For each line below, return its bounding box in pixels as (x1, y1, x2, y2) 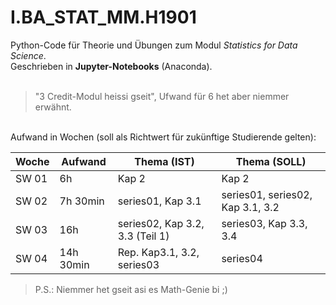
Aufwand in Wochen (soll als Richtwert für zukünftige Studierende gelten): (10, 131, 317, 143)
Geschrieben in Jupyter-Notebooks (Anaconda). (10, 60, 213, 72)
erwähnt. (34, 101, 72, 113)
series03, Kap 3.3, (221, 216, 308, 230)
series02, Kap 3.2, (117, 216, 205, 230)
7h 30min (59, 194, 105, 208)
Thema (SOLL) (235, 154, 307, 168)
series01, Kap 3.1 (117, 194, 202, 208)
